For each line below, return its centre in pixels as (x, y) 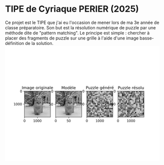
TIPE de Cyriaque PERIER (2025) (72, 9)
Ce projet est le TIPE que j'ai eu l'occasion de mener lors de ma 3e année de (82, 22)
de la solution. (39, 43)
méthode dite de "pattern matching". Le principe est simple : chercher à (77, 33)
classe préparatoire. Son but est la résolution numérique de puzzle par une (81, 27)
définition (15, 43)
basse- (147, 38)
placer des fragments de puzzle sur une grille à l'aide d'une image (72, 38)
